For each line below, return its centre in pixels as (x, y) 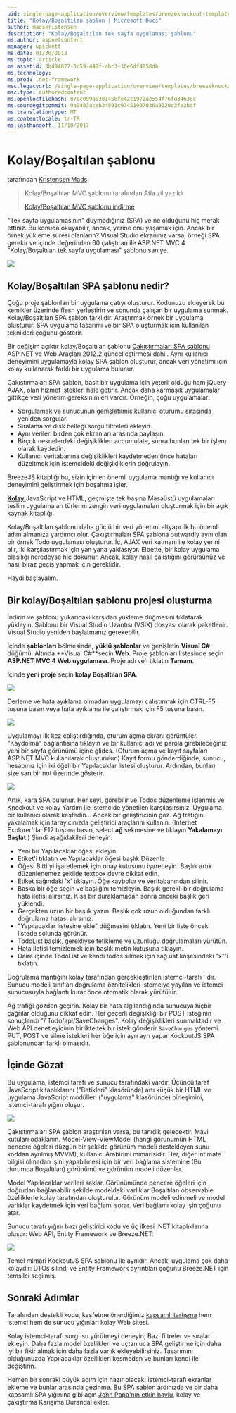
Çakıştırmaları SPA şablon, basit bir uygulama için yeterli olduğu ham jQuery (117, 383)
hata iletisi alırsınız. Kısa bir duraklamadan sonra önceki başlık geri (113, 896)
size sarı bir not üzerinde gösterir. (56, 773)
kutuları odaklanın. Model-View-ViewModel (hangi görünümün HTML (107, 1139)
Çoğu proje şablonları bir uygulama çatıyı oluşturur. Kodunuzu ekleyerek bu (116, 303)
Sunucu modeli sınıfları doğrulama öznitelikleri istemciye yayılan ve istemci (115, 985)
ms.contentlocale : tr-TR (44, 118)
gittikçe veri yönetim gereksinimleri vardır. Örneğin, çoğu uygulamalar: (109, 397)
